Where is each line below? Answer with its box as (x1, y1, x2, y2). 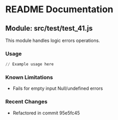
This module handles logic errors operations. (5, 37, 100, 43)
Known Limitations (5, 74, 53, 81)
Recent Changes (5, 98, 48, 105)
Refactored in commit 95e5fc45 (12, 110, 81, 116)
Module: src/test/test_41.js (5, 24, 93, 33)
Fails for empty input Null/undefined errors (12, 85, 103, 91)
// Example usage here (5, 62, 54, 67)
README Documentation (5, 4, 114, 15)
